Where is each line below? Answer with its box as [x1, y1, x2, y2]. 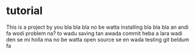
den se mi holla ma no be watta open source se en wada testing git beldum [6, 36, 190, 43]
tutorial [6, 4, 43, 18]
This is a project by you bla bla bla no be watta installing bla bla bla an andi [6, 23, 188, 31]
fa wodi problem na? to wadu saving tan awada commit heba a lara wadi [6, 29, 183, 36]
